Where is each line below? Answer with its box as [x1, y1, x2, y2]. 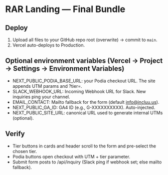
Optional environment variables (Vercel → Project [5, 57, 163, 65]
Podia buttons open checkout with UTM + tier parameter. [12, 153, 130, 159]
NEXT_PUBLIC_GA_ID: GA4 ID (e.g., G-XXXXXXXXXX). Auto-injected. [12, 104, 155, 110]
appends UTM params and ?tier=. [12, 83, 82, 89]
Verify [5, 129, 25, 138]
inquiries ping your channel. [12, 94, 70, 100]
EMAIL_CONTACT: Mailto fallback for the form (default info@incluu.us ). [12, 99, 159, 105]
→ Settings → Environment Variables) [5, 64, 124, 73]
